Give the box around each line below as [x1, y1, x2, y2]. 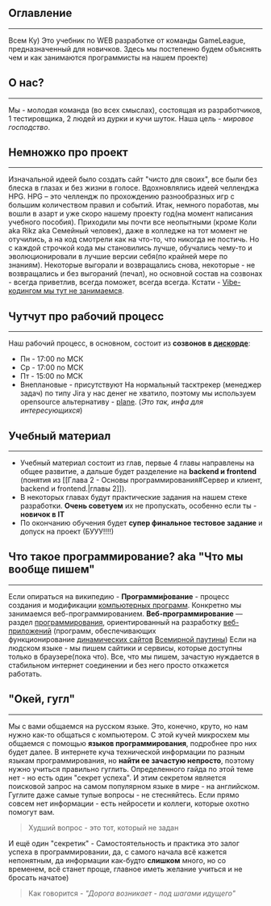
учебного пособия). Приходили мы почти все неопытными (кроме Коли [8, 217, 257, 227]
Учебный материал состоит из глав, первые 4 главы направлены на [19, 458, 255, 468]
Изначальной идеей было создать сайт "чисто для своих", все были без [8, 174, 258, 184]
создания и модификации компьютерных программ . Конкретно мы [8, 600, 242, 610]
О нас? [8, 76, 44, 90]
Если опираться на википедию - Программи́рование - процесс [8, 591, 230, 601]
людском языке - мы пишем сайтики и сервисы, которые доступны [8, 643, 243, 652]
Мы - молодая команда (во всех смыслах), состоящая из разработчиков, [8, 105, 262, 115]
